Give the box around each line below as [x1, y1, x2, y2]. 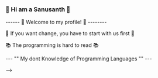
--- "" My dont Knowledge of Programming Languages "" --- [5, 55, 153, 62]
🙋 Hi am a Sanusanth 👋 [5, 5, 71, 13]
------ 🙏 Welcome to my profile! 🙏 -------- [5, 19, 107, 26]
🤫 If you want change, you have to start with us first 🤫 [5, 30, 135, 37]
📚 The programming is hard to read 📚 [5, 42, 99, 49]
